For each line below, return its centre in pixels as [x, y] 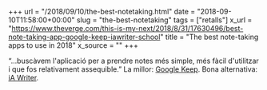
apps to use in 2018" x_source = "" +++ [73, 45]
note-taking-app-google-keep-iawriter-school [84, 37]
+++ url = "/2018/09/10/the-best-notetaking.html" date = [102, 12]
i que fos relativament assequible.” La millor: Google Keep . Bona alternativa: [133, 69]
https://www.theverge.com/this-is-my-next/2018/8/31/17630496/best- [128, 28]
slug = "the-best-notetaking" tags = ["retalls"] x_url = [164, 20]
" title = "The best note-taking [209, 37]
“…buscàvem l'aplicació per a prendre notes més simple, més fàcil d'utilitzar [134, 61]
